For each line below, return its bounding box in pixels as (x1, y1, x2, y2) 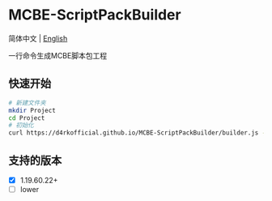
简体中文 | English (8, 33, 68, 43)
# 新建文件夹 (8, 99, 46, 107)
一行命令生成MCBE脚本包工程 (8, 50, 108, 60)
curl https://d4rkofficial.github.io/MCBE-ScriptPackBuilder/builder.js (8, 129, 259, 137)
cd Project (8, 113, 45, 122)
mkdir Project (8, 106, 57, 114)
